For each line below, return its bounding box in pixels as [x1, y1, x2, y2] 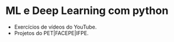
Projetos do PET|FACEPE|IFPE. [14, 29, 89, 36]
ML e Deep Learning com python [5, 4, 169, 17]
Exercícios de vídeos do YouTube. [14, 23, 97, 30]
